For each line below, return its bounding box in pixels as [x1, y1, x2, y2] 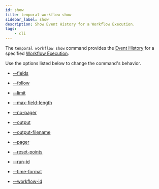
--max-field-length [12, 100, 52, 106]
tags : [5, 26, 17, 31]
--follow [12, 80, 30, 86]
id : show [5, 7, 24, 13]
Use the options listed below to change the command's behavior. [5, 60, 141, 66]
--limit [12, 90, 26, 96]
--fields [12, 70, 29, 76]
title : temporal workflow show [5, 12, 72, 17]
